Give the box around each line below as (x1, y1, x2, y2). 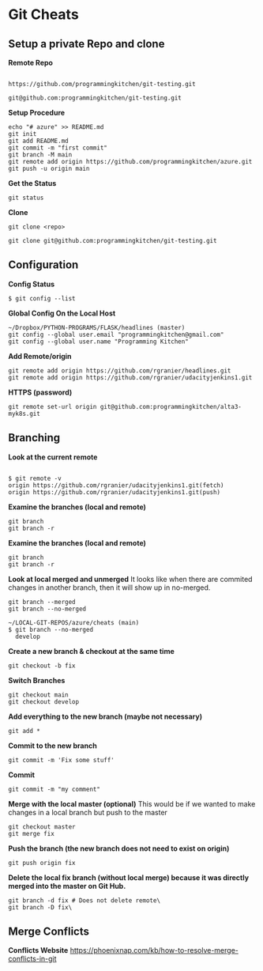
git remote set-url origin (8, 402, 97, 410)
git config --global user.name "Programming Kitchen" (8, 338, 190, 346)
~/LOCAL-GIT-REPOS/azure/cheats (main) (8, 618, 140, 626)
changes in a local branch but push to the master (8, 807, 168, 817)
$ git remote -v (8, 474, 62, 482)
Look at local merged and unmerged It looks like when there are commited (8, 574, 253, 584)
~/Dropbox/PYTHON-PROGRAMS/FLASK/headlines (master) (8, 323, 186, 331)
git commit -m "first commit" (8, 144, 108, 152)
